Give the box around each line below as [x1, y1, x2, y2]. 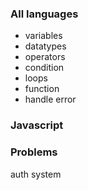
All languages [10, 7, 79, 21]
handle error [24, 93, 77, 106]
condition [24, 62, 65, 74]
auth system [10, 168, 62, 180]
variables [24, 30, 63, 42]
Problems [10, 145, 58, 159]
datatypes [24, 40, 67, 52]
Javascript [10, 118, 64, 132]
